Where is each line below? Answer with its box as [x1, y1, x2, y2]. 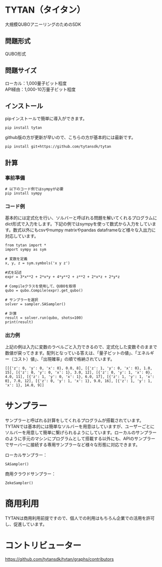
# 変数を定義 [5, 257, 28, 261]
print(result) [5, 320, 34, 325]
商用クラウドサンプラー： [5, 471, 56, 477]
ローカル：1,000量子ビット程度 [5, 80, 67, 86]
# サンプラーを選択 [5, 297, 39, 303]
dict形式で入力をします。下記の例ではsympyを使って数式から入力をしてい [5, 221, 152, 227]
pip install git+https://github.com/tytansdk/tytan [5, 144, 111, 149]
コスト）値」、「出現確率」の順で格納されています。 [13, 356, 115, 362]
